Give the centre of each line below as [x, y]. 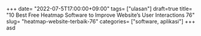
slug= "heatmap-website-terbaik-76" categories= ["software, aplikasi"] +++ [101, 21]
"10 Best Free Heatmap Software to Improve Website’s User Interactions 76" [101, 15]
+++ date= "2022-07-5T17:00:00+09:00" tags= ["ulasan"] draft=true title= [99, 9]
